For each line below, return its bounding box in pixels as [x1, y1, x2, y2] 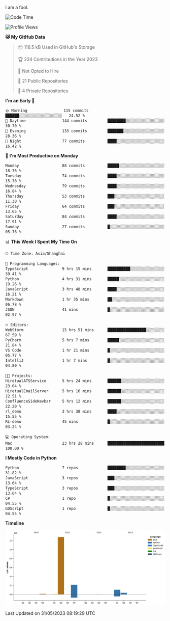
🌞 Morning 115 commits [5, 108, 89, 113]
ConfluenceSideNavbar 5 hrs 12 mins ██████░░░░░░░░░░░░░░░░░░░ [5, 399, 165, 404]
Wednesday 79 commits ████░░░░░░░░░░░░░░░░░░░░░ [5, 183, 165, 188]
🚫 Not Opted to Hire [17, 68, 59, 74]
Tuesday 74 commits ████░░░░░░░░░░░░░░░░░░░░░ [5, 173, 165, 178]
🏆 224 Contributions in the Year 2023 [17, 56, 98, 62]
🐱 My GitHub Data [5, 34, 46, 40]
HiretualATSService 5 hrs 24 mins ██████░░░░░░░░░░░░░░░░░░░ [5, 379, 165, 384]
